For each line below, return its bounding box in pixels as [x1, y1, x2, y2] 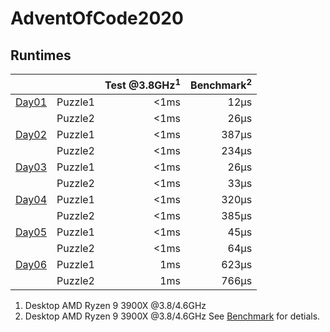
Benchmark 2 [190, 77, 253, 92]
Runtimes [10, 47, 72, 64]
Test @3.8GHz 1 [104, 77, 182, 92]
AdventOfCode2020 [10, 7, 184, 30]
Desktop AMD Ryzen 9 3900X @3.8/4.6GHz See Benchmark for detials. [24, 310, 321, 322]
